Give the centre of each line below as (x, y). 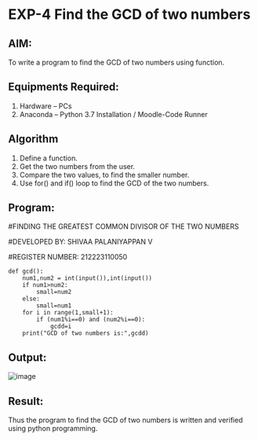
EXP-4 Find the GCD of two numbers (129, 15)
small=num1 (54, 306)
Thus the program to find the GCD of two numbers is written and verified (125, 420)
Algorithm (33, 139)
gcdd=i (61, 327)
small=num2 (54, 292)
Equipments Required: (64, 87)
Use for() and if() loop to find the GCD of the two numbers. (114, 183)
